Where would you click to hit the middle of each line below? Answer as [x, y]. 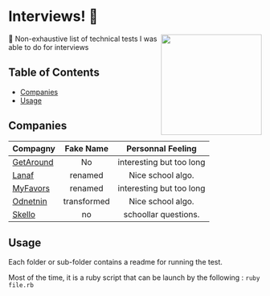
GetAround [33, 162]
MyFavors [31, 188]
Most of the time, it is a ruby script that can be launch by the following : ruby [134, 277]
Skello [24, 214]
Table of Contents [54, 73]
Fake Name [86, 148]
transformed [86, 201]
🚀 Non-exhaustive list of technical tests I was [83, 39]
